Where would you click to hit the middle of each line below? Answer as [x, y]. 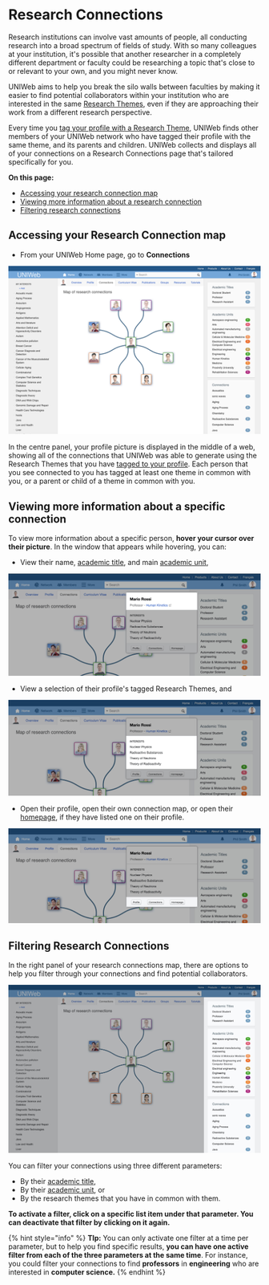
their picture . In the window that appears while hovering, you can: [117, 547]
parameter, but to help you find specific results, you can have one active [128, 1246]
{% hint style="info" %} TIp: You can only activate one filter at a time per [128, 1238]
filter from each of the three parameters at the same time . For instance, [128, 1255]
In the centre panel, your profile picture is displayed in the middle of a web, [132, 447]
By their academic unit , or [62, 1190]
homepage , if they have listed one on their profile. [102, 817]
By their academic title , [58, 1181]
